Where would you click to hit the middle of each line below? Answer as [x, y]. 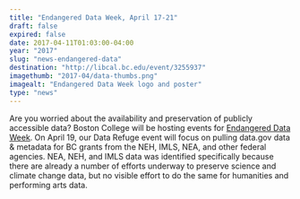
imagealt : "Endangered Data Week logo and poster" [106, 84]
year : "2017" [34, 51]
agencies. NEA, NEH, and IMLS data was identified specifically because [142, 156]
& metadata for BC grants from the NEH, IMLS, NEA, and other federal [138, 147]
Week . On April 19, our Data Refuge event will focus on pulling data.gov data [150, 137]
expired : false [38, 34]
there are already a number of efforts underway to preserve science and [143, 166]
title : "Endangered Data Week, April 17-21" [94, 17]
